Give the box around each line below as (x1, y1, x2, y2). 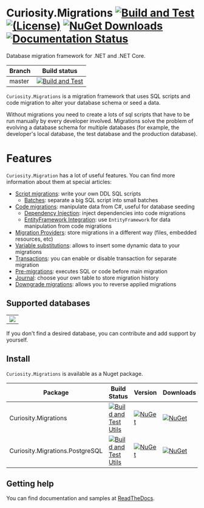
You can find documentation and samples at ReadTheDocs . (6, 495, 155, 502)
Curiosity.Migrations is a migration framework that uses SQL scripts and (6, 92, 190, 100)
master (9, 77, 29, 85)
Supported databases (6, 298, 90, 309)
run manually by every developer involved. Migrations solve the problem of (6, 117, 194, 124)
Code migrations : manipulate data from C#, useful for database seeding (15, 203, 195, 210)
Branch (9, 66, 31, 75)
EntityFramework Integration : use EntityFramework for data (24, 216, 171, 223)
